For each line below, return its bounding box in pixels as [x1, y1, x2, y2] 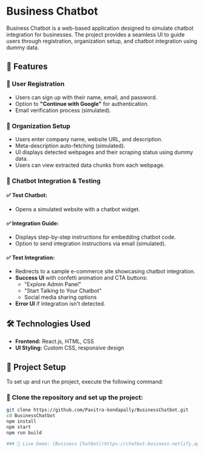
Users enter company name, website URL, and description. [15, 135, 163, 142]
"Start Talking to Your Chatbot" [24, 287, 102, 295]
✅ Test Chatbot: [6, 192, 47, 199]
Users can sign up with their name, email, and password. [15, 93, 157, 101]
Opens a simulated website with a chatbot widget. [15, 206, 141, 213]
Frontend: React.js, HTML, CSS [15, 338, 94, 345]
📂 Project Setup [6, 362, 66, 372]
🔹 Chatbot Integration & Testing [6, 177, 101, 185]
